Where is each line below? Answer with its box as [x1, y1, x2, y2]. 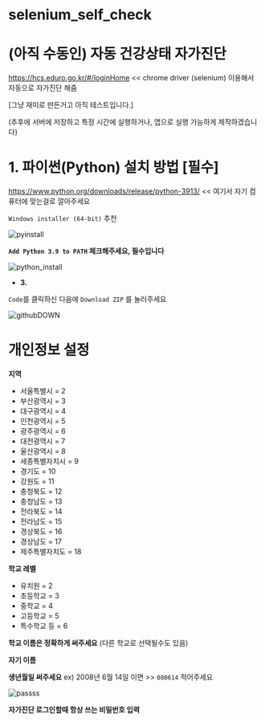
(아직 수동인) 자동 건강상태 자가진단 [8, 45, 227, 63]
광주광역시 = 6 [19, 426, 67, 435]
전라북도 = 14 [19, 507, 63, 516]
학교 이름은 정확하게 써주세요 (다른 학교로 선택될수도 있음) [8, 638, 189, 647]
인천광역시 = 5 [19, 416, 66, 426]
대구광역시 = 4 [19, 406, 67, 415]
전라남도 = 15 [19, 516, 63, 526]
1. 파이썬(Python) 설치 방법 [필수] [8, 158, 219, 177]
